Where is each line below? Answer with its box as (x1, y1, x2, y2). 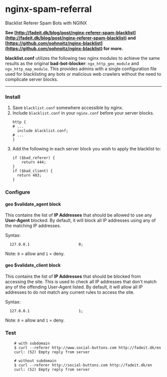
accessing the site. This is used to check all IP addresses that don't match (5, 278, 157, 284)
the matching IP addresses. (5, 223, 61, 229)
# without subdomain (14, 358, 57, 363)
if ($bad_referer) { (12, 155, 55, 160)
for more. (103, 45, 123, 51)
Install (5, 93, 21, 100)
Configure (5, 189, 30, 196)
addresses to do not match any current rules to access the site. (5, 289, 135, 295)
